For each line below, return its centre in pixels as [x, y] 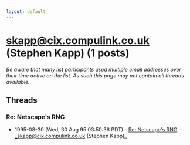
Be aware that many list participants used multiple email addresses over [94, 69]
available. [18, 82]
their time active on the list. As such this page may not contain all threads [95, 75]
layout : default [26, 11]
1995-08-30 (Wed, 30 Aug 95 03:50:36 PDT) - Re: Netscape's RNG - [98, 130]
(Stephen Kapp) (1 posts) [68, 53]
